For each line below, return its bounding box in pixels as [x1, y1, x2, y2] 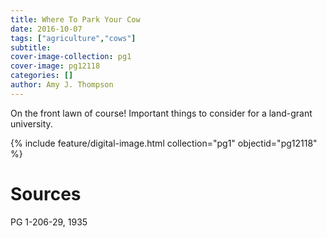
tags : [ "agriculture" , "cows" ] [10, 33, 137, 43]
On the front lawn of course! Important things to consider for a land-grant [10, 107, 313, 119]
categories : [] [10, 71, 74, 81]
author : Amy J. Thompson [10, 80, 114, 90]
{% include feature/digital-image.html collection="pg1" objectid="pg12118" [10, 137, 318, 149]
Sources [10, 182, 82, 205]
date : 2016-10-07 [10, 24, 83, 34]
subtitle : [10, 42, 52, 53]
